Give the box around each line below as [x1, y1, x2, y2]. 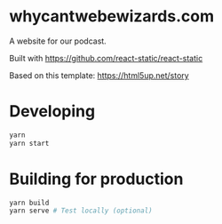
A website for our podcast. [9, 36, 107, 46]
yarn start [9, 139, 50, 148]
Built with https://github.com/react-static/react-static [9, 52, 203, 63]
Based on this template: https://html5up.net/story [9, 69, 189, 81]
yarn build [9, 198, 50, 207]
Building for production [9, 169, 184, 188]
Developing [9, 101, 96, 122]
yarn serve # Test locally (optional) [9, 206, 153, 215]
